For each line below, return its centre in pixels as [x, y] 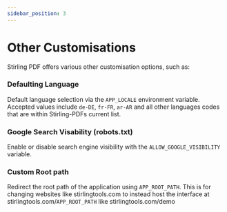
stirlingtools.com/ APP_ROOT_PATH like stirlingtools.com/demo [91, 202]
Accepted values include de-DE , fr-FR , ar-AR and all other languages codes [113, 107]
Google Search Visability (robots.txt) [70, 131]
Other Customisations [72, 47]
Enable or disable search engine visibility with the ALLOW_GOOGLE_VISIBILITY [114, 147]
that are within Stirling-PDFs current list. [64, 114]
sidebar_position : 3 [37, 13]
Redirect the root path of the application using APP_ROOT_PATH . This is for [109, 187]
